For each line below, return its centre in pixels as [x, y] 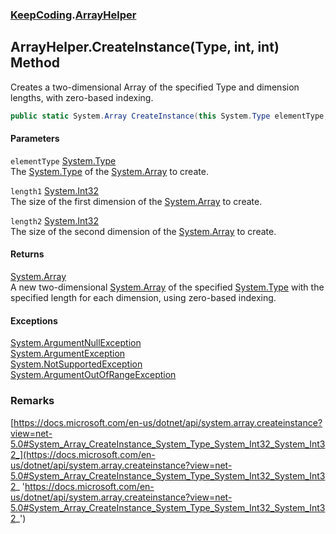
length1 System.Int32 [55, 190]
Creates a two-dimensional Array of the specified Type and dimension [155, 87]
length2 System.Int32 [55, 220]
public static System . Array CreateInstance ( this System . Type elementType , [169, 116]
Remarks [32, 401]
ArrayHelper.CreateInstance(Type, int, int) [145, 47]
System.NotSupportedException [76, 364]
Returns [27, 254]
